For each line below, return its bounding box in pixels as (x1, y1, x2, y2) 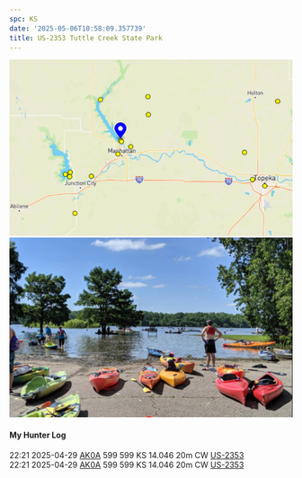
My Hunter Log (9, 429, 67, 440)
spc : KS (9, 14, 39, 23)
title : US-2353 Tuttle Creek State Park (9, 33, 164, 42)
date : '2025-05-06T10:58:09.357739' (9, 23, 147, 33)
